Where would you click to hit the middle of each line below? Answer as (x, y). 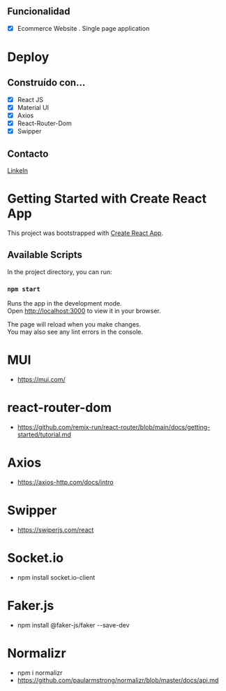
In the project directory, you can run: (60, 271)
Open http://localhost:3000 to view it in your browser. (84, 311)
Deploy (28, 57)
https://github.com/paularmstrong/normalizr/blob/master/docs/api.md (118, 680)
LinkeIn (18, 170)
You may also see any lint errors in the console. (75, 332)
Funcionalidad (39, 12)
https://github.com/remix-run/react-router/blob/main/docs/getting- (114, 427)
